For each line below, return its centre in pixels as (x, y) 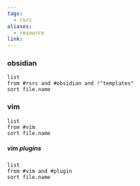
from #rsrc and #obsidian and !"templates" (71, 83)
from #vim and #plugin (40, 171)
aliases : (20, 26)
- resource (29, 33)
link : (15, 39)
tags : (15, 13)
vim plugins (24, 148)
